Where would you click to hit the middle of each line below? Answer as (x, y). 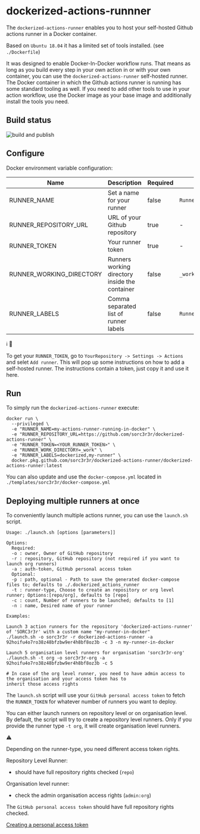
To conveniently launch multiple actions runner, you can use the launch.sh (97, 516)
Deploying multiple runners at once (73, 501)
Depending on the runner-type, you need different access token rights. (93, 749)
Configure (25, 154)
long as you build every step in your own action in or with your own (88, 69)
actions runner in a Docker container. (51, 33)
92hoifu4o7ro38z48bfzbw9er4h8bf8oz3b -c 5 (60, 663)
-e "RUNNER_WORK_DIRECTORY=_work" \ (57, 450)
